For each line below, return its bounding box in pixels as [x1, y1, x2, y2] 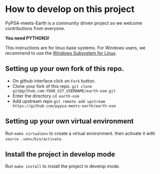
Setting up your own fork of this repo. [5, 64, 124, 73]
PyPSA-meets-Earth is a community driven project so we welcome [5, 20, 142, 26]
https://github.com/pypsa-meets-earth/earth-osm [12, 103, 116, 108]
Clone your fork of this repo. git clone [12, 83, 92, 89]
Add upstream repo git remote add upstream [12, 98, 105, 104]
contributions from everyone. [5, 25, 65, 31]
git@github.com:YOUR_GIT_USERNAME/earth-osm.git [12, 88, 116, 93]
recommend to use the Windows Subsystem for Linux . [5, 50, 117, 56]
